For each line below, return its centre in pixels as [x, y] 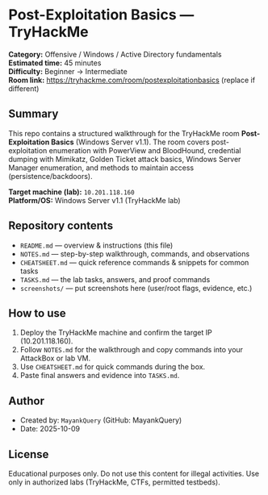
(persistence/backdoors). [50, 176]
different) [24, 88]
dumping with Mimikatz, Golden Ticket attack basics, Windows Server [125, 159]
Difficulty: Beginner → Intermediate [68, 71]
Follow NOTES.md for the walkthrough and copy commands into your [132, 350]
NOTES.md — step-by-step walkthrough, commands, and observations [135, 254]
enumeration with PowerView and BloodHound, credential [145, 150]
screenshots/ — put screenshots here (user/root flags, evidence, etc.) [136, 288]
